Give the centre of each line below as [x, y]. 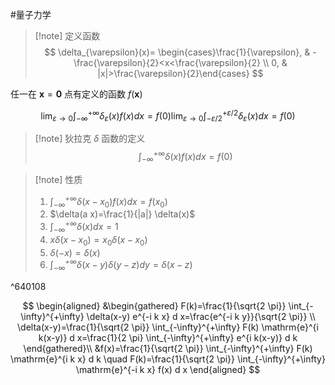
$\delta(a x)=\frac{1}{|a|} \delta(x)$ [122, 214]
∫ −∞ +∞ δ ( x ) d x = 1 [84, 227]
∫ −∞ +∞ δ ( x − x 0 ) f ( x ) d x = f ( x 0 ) [108, 201]
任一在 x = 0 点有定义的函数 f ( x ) [76, 94]
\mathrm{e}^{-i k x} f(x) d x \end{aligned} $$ [168, 370]
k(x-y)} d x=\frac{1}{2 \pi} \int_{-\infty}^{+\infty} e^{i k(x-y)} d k [168, 338]
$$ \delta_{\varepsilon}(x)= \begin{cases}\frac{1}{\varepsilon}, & [177, 52]
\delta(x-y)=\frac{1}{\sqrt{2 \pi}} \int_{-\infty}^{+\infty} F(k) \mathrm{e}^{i [168, 327]
